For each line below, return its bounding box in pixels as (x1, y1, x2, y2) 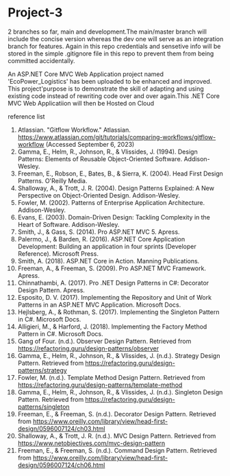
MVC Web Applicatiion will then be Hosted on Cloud (8, 99, 155, 107)
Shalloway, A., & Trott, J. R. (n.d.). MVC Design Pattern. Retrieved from (17, 431, 216, 440)
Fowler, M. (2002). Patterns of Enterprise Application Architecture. (17, 198, 205, 206)
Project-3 (8, 5, 63, 21)
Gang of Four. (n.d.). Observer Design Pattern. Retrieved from (17, 337, 192, 345)
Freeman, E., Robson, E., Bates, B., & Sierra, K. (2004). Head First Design (17, 169, 223, 178)
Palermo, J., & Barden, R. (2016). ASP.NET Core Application (17, 235, 186, 243)
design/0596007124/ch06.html (17, 461, 105, 469)
